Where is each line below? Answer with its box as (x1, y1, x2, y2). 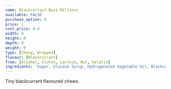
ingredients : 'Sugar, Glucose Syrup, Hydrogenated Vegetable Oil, (5, 64, 149, 69)
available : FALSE (5, 12, 42, 17)
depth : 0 (5, 41, 24, 46)
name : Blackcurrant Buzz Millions (5, 7, 79, 13)
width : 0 (5, 31, 24, 36)
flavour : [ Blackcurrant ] (5, 54, 58, 60)
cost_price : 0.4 (5, 26, 40, 32)
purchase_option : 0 (5, 17, 47, 22)
